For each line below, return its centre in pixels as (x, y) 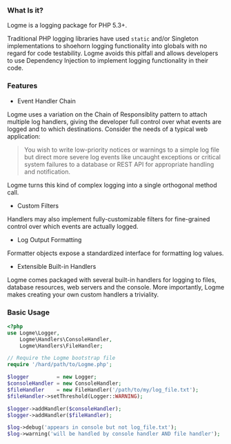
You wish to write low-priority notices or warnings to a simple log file (122, 150)
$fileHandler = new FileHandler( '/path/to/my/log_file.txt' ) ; (103, 390)
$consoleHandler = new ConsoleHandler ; (64, 384)
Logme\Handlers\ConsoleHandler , (66, 339)
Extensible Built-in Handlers (57, 266)
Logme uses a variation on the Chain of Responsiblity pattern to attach (107, 114)
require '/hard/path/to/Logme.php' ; (60, 365)
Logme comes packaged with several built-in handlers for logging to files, (112, 280)
